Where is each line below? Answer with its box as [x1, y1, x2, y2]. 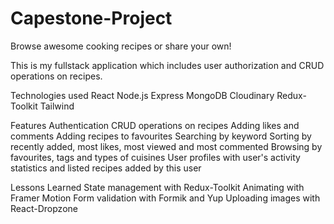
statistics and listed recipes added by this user [10, 162, 202, 174]
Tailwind [39, 100, 75, 112]
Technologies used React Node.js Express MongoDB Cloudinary [10, 89, 275, 101]
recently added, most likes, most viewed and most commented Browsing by [10, 140, 323, 152]
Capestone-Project [10, 7, 173, 30]
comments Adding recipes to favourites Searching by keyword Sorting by [10, 130, 312, 142]
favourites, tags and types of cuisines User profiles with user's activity [10, 151, 301, 163]
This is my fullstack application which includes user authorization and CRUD [10, 59, 325, 71]
